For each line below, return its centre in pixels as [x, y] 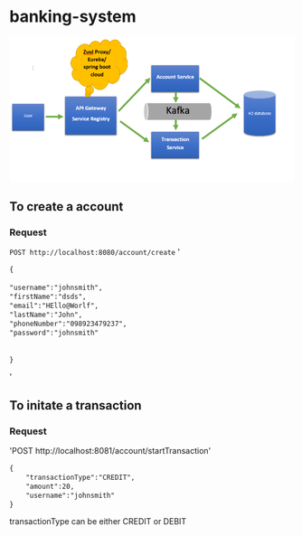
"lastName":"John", [46, 315]
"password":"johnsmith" [54, 333]
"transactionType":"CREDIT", [80, 478]
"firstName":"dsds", [48, 297]
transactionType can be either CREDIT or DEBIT [98, 522]
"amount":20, [50, 487]
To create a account [66, 207]
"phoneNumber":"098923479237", [68, 324]
